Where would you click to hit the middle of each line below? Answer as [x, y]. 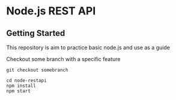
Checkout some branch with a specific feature [64, 59]
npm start [19, 91]
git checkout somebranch [37, 70]
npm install [21, 86]
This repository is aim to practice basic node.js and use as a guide [88, 47]
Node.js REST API [51, 11]
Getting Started [36, 33]
